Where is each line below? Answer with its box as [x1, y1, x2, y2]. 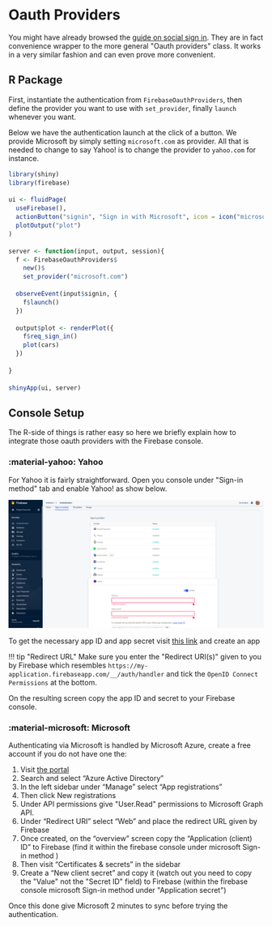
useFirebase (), [15, 204, 67, 212]
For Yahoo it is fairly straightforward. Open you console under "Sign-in [8, 475, 244, 484]
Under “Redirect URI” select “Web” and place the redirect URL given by [19, 816, 257, 826]
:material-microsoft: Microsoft [8, 722, 131, 733]
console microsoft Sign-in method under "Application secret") [19, 885, 227, 894]
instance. [8, 153, 40, 163]
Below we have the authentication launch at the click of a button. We [8, 127, 237, 137]
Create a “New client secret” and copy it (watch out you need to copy [19, 868, 253, 877]
